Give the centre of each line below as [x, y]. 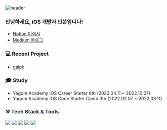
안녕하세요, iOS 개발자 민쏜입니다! [44, 22]
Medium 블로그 [28, 40]
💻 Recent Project [27, 54]
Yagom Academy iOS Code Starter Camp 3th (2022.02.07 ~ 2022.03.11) [87, 98]
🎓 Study [16, 80]
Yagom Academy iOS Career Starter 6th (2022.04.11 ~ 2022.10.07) [81, 93]
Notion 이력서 [26, 34]
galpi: [18, 67]
